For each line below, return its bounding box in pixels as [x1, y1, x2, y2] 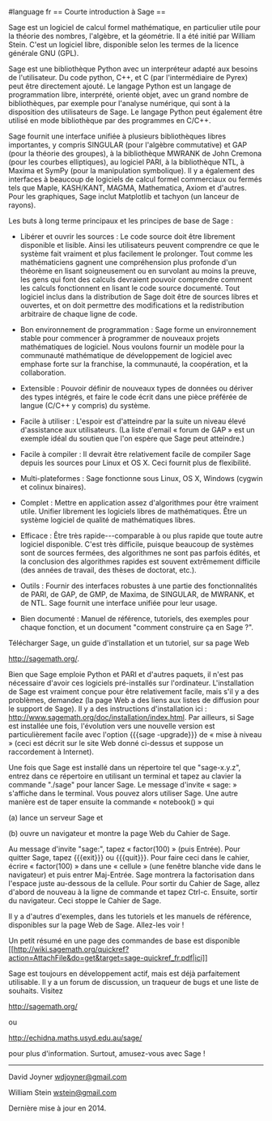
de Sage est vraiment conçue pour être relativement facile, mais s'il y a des [8, 687, 260, 696]
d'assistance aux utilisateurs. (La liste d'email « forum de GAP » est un [19, 425, 255, 434]
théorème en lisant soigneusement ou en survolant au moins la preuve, [19, 266, 257, 275]
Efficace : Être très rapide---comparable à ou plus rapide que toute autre [19, 531, 263, 540]
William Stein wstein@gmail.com [8, 1088, 117, 1097]
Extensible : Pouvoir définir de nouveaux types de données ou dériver [19, 384, 253, 393]
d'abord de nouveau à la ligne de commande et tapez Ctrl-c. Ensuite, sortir [8, 887, 258, 897]
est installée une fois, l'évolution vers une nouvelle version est [8, 721, 215, 731]
